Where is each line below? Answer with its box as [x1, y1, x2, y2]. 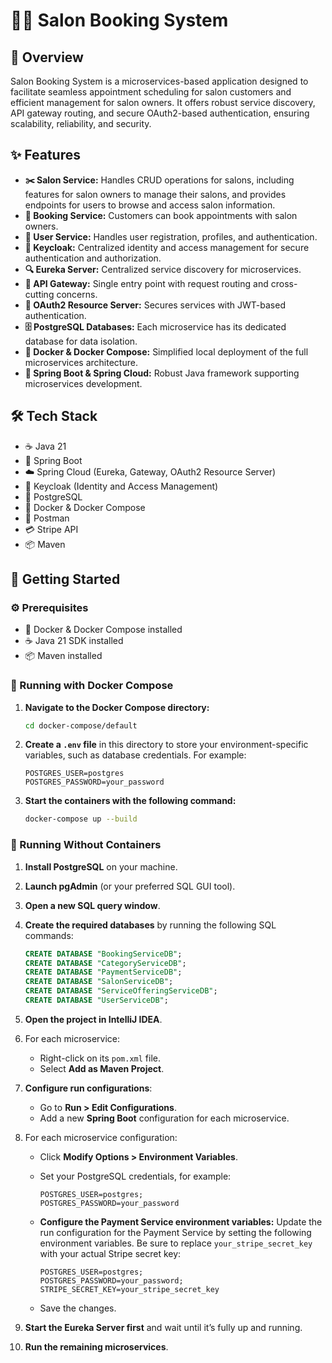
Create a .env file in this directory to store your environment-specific [24, 739, 309, 751]
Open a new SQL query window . [24, 899, 161, 911]
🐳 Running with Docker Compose [10, 679, 174, 693]
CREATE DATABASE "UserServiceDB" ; [24, 995, 169, 1006]
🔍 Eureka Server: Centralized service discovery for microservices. [24, 263, 302, 275]
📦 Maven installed [24, 650, 103, 662]
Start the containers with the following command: [24, 795, 237, 807]
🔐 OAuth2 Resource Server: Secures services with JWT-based [24, 299, 286, 311]
